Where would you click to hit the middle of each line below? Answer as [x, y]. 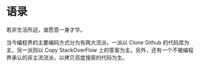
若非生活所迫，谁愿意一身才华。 [46, 30]
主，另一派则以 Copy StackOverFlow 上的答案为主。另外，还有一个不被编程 [100, 50]
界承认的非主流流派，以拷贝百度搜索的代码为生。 [67, 57]
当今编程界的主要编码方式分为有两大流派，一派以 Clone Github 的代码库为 [98, 42]
